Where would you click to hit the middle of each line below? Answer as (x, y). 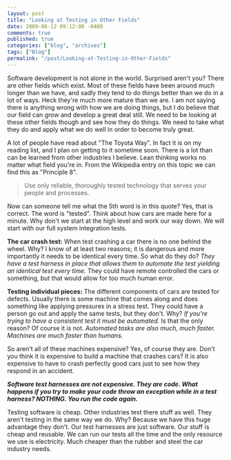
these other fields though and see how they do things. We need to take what (115, 122)
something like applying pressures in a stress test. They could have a (105, 306)
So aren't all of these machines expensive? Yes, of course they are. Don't (111, 348)
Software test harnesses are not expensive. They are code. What (103, 384)
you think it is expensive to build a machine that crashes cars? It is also (108, 356)
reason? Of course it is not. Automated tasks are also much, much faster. (111, 328)
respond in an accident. (41, 370)
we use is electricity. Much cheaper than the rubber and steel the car (105, 441)
